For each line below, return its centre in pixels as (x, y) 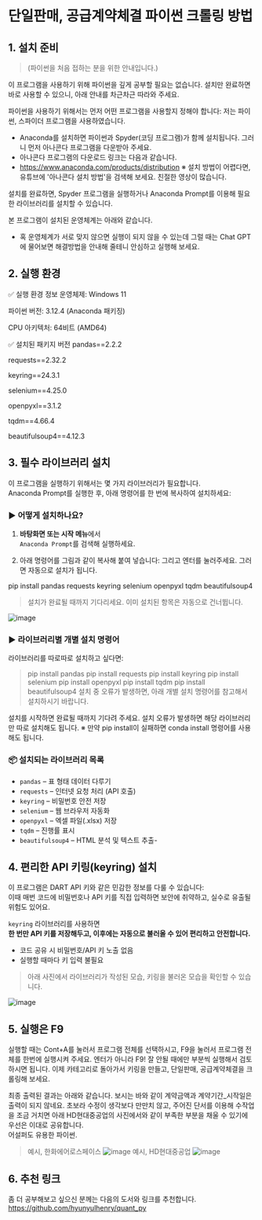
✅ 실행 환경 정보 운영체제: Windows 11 (67, 294)
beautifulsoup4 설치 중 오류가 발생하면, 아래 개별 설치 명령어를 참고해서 (137, 691)
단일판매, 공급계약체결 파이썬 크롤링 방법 (131, 16)
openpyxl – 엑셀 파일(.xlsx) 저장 (68, 820)
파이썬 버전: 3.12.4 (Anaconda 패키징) (67, 310)
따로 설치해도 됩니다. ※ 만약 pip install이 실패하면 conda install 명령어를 (126, 728)
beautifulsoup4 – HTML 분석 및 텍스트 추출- (89, 840)
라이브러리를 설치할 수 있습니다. (64, 203)
